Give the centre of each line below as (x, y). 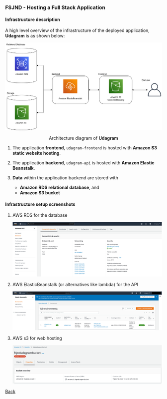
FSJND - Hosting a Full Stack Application (55, 7)
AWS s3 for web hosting (37, 338)
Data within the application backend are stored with (65, 178)
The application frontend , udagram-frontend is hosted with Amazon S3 (85, 148)
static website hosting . (37, 153)
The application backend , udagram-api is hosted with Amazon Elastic (83, 163)
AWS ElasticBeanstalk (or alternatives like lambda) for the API (75, 284)
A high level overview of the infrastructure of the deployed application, (78, 30)
